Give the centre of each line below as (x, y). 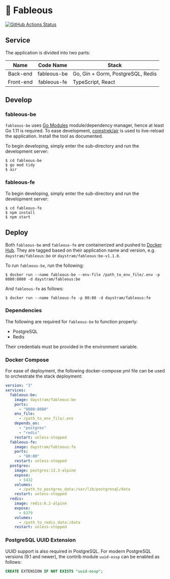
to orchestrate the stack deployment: (44, 376)
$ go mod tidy (20, 165)
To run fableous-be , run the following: (45, 265)
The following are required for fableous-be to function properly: (72, 321)
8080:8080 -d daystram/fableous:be (43, 279)
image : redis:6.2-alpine (41, 504)
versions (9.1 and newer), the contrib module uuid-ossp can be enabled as (82, 556)
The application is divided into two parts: (48, 52)
